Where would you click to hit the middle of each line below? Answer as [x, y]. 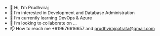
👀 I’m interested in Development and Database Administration [72, 13]
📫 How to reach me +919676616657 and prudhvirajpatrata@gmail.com [82, 28]
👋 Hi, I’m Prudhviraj [29, 8]
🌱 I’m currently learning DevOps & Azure [51, 18]
